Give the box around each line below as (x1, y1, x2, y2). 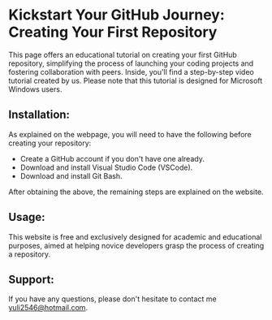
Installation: (8, 108, 71, 122)
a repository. (8, 249, 51, 259)
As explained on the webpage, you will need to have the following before (8, 129, 252, 139)
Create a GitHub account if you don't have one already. (19, 154, 205, 163)
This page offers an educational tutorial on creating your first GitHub (8, 50, 237, 59)
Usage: (8, 210, 46, 224)
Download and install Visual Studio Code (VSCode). (19, 162, 193, 172)
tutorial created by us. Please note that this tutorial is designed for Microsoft (8, 76, 263, 85)
